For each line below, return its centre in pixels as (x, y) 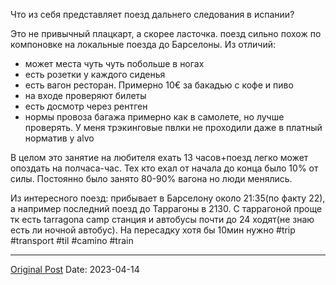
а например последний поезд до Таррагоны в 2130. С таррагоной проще (166, 208)
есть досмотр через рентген (86, 106)
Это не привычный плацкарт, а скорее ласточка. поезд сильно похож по (166, 33)
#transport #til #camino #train (72, 240)
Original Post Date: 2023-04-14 (75, 269)
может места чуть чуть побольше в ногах (114, 63)
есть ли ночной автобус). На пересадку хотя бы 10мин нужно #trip (153, 230)
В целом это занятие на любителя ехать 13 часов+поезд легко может (159, 157)
